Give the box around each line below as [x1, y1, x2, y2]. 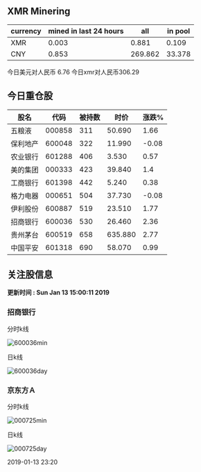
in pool [167, 26, 191, 35]
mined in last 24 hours [48, 26, 124, 35]
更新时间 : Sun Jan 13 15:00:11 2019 [7, 288, 110, 297]
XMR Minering [7, 6, 71, 17]
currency [10, 26, 42, 35]
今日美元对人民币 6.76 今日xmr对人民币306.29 [7, 67, 140, 76]
